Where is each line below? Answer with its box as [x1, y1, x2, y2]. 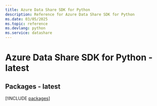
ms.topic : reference [5, 21, 48, 26]
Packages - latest [5, 82, 61, 91]
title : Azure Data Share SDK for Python [5, 7, 91, 12]
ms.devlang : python [5, 26, 46, 31]
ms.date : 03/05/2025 [5, 16, 48, 21]
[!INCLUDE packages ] [5, 96, 50, 101]
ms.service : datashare [5, 30, 52, 35]
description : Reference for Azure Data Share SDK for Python [5, 12, 135, 17]
